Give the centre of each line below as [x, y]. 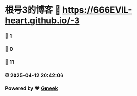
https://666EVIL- [97, 10]
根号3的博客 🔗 [33, 10]
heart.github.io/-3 [42, 21]
